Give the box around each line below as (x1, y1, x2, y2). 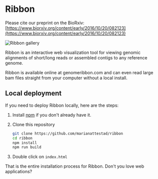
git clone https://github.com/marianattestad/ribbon (12, 131, 123, 136)
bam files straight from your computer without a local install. (5, 75, 127, 81)
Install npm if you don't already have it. (12, 112, 91, 118)
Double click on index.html (12, 154, 68, 160)
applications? (5, 169, 32, 175)
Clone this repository (12, 121, 55, 127)
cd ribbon (12, 135, 33, 140)
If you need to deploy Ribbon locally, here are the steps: (5, 102, 119, 108)
